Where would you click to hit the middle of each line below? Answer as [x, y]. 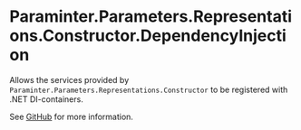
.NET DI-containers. [46, 99]
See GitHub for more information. [72, 116]
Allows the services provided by [69, 79]
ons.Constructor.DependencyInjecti [148, 36]
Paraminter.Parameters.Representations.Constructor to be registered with [149, 89]
